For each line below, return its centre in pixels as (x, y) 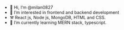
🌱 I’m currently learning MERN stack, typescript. (58, 22)
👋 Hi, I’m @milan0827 (31, 7)
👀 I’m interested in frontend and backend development (64, 12)
